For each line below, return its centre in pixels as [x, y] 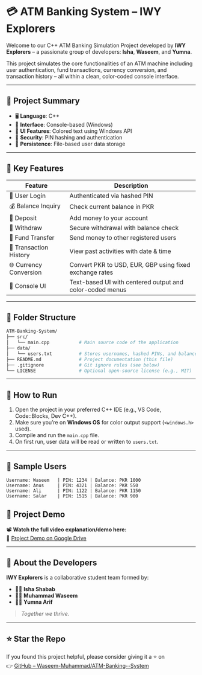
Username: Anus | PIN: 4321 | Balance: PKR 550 [72, 485]
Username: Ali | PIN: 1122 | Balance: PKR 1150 [74, 491]
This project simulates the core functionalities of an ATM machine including [99, 63]
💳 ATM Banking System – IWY [84, 12]
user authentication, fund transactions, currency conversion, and [87, 69]
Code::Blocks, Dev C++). [46, 416]
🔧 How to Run [32, 395]
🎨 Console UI [28, 286]
